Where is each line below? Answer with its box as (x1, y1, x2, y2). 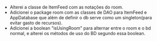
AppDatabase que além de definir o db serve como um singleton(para (9, 15, 152, 20)
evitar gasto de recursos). (9, 20, 63, 26)
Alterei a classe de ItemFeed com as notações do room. (9, 4, 123, 10)
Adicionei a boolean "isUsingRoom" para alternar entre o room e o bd (9, 25, 152, 31)
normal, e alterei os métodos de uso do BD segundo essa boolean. (9, 31, 146, 36)
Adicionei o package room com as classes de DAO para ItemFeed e (9, 9, 147, 15)
